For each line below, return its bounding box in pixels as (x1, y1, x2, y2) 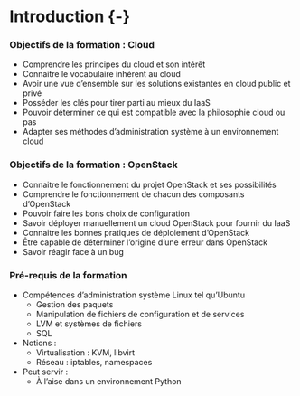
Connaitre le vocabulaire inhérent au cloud (22, 69, 181, 80)
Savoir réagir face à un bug (22, 246, 125, 257)
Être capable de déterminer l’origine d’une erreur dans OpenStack (22, 237, 268, 248)
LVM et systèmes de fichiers (35, 318, 143, 329)
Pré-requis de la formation (9, 269, 128, 281)
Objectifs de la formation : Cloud (9, 39, 155, 52)
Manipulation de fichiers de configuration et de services (35, 309, 245, 320)
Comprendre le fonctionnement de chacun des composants (22, 188, 245, 200)
